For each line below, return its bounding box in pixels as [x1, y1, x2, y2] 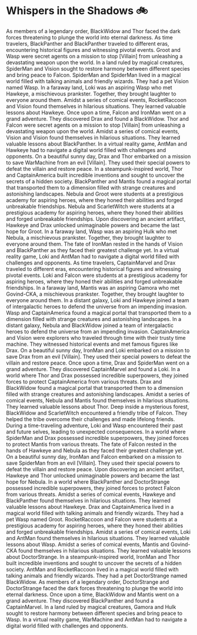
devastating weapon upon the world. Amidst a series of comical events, [6, 127, 179, 135]
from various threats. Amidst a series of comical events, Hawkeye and [6, 491, 176, 498]
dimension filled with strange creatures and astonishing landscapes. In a [6, 315, 182, 322]
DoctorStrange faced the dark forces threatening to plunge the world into [6, 584, 183, 591]
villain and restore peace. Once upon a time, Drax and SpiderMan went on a [6, 359, 190, 366]
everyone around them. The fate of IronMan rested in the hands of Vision [6, 240, 183, 247]
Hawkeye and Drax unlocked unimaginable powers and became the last [6, 221, 180, 229]
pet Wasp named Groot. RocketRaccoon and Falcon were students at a [6, 515, 178, 522]
